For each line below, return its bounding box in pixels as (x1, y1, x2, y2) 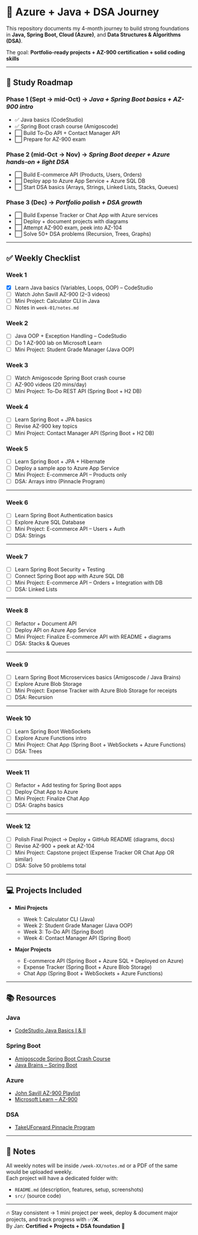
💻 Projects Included (6, 886, 82, 896)
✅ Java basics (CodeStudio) (14, 116, 84, 123)
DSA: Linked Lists (14, 586, 58, 593)
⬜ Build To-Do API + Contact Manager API (14, 129, 121, 136)
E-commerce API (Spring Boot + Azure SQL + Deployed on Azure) (23, 957, 184, 964)
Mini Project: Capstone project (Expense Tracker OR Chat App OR (14, 848, 174, 856)
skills (6, 55, 19, 62)
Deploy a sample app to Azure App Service (14, 464, 120, 471)
